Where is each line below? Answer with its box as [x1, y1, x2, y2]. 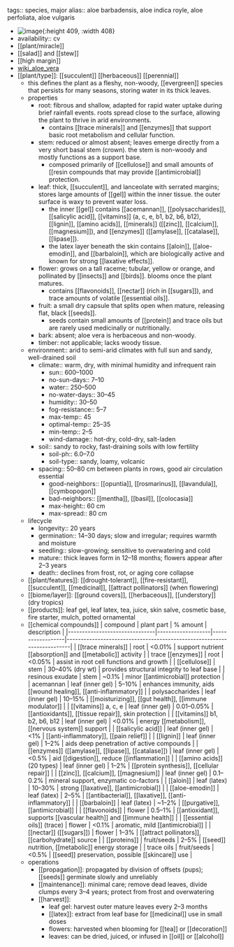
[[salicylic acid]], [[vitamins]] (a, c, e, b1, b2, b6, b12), [48, 212, 201, 221]
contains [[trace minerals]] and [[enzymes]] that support [48, 124, 212, 131]
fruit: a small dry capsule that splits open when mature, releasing [38, 302, 225, 309]
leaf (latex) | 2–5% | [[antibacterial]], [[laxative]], [27, 791, 167, 799]
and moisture [38, 539, 77, 547]
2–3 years [38, 561, 67, 569]
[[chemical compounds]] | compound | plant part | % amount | [27, 621, 207, 629]
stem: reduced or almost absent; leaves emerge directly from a [38, 138, 220, 146]
